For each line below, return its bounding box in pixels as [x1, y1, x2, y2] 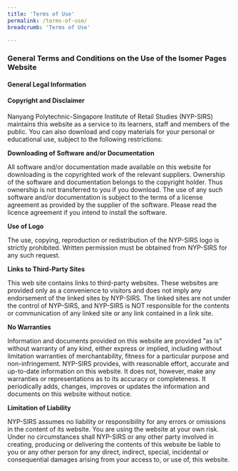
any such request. [7, 251, 61, 260]
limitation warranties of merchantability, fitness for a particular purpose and [7, 352, 229, 360]
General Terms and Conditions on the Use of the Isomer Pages [7, 54, 227, 64]
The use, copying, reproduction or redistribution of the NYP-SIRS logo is [7, 236, 219, 245]
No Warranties [7, 323, 51, 332]
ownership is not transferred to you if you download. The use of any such [7, 186, 223, 194]
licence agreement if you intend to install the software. [7, 208, 167, 217]
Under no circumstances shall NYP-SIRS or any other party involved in [7, 432, 214, 441]
